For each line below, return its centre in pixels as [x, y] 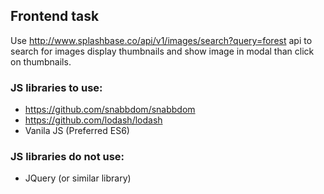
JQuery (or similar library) [78, 178]
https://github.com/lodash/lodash [93, 120]
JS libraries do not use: [67, 157]
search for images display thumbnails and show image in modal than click [162, 51]
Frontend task [55, 16]
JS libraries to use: [56, 87]
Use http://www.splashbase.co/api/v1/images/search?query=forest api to [161, 40]
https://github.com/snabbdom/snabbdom [110, 110]
